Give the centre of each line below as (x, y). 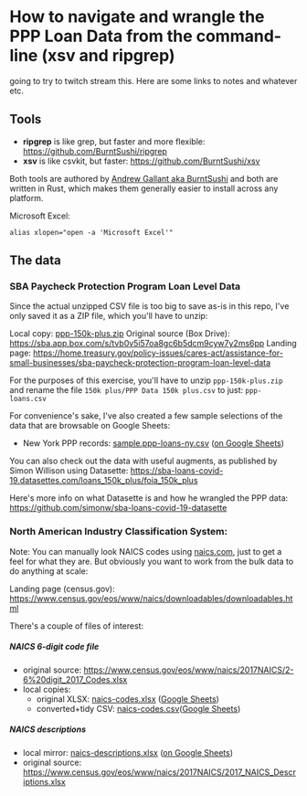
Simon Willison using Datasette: (69, 471)
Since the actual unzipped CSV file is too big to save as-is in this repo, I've (149, 306)
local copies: (47, 689)
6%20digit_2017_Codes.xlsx (75, 679)
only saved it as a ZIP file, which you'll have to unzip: (109, 316)
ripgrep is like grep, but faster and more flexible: (114, 141)
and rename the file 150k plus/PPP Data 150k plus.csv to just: (127, 390)
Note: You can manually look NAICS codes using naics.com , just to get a (146, 551)
